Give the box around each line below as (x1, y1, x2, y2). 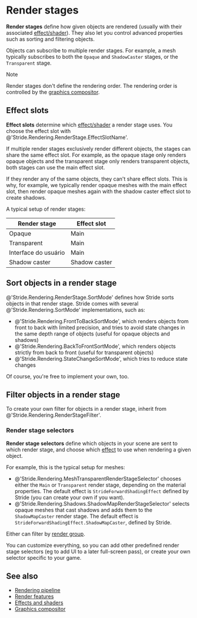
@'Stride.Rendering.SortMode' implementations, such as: (6, 306, 145, 313)
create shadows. (6, 194, 46, 201)
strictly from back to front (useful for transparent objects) (14, 348, 154, 356)
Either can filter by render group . (6, 530, 85, 537)
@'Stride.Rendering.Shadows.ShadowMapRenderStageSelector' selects (14, 500, 190, 507)
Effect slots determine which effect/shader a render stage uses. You (6, 121, 172, 128)
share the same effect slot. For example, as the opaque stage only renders (6, 151, 186, 158)
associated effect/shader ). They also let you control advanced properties (6, 29, 183, 36)
